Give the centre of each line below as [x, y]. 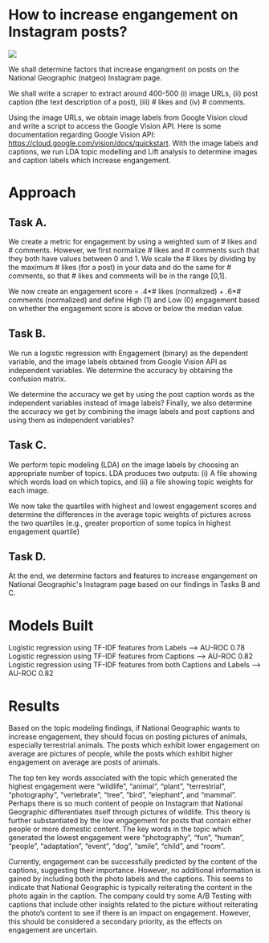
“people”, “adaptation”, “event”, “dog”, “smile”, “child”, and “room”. [117, 847]
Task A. [28, 222]
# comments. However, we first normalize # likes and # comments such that [134, 250]
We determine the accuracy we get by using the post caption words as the [132, 394]
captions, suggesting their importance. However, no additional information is [134, 871]
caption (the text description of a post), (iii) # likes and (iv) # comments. [127, 101]
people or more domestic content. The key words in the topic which [120, 829]
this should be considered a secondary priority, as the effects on [115, 921]
